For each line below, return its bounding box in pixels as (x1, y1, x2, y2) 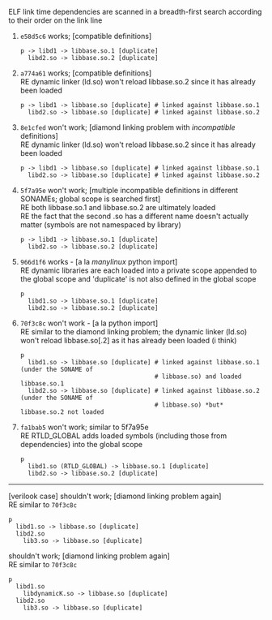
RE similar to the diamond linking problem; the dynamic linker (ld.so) (19, 327, 248, 336)
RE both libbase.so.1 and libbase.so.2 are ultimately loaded (19, 203, 216, 212)
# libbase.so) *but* (154, 401, 224, 409)
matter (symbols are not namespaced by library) (19, 220, 182, 230)
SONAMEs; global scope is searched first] (19, 194, 161, 204)
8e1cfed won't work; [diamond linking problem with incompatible (19, 123, 236, 132)
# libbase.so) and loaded (154, 372, 242, 381)
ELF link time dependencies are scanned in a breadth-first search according (8, 7, 262, 16)
